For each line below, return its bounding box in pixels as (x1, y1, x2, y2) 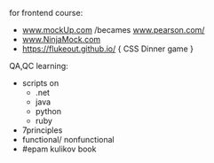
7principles (21, 125, 63, 136)
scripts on (21, 78, 59, 88)
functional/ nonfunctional (21, 135, 115, 144)
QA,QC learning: (9, 61, 68, 71)
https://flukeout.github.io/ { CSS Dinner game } (21, 43, 194, 54)
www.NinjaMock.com (21, 35, 101, 44)
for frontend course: (9, 8, 83, 18)
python (35, 106, 62, 116)
